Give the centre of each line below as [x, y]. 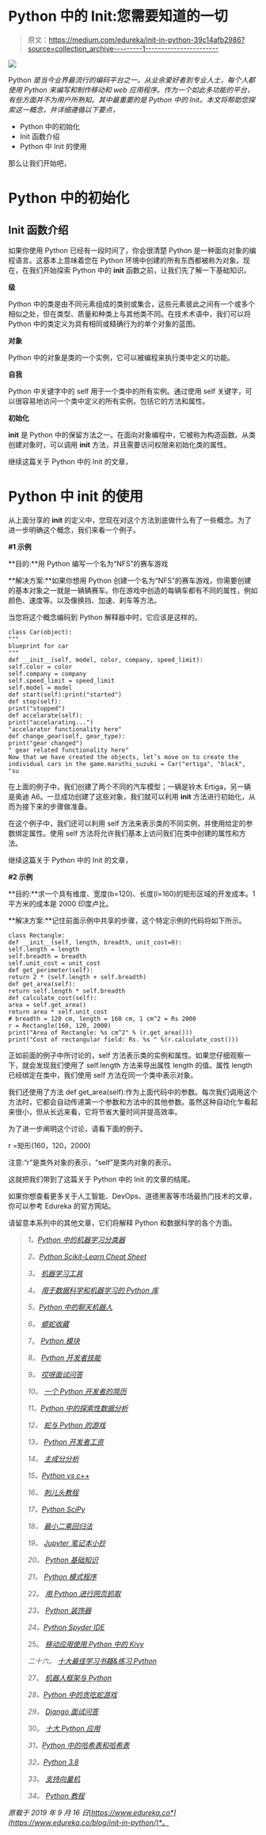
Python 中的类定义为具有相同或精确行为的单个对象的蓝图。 [104, 324]
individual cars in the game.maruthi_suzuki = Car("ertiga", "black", [127, 764]
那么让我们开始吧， [40, 163]
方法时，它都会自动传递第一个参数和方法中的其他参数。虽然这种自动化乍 [126, 1101]
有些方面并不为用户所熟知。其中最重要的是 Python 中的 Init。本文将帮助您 [128, 99]
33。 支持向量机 [54, 1779]
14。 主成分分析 [53, 1458]
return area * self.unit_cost [58, 1012]
